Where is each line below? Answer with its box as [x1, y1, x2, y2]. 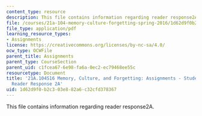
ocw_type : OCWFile [6, 48, 52, 54]
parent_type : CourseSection [6, 59, 77, 65]
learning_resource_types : [6, 31, 71, 37]
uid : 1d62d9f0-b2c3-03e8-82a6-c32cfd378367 [6, 87, 117, 93]
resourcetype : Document [6, 70, 66, 76]
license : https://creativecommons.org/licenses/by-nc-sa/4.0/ [6, 42, 165, 48]
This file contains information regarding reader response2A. [6, 103, 155, 110]
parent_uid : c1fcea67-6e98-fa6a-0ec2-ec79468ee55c [6, 64, 136, 71]
